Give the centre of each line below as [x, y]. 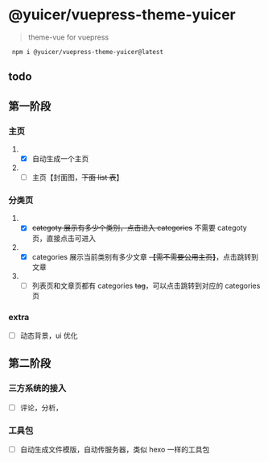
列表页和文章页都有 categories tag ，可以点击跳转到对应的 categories [146, 285]
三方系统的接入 [37, 389]
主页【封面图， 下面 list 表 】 [78, 177]
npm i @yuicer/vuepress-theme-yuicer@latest [87, 52]
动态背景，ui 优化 [49, 335]
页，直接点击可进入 [64, 238]
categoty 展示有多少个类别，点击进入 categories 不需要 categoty [139, 228]
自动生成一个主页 [60, 159]
